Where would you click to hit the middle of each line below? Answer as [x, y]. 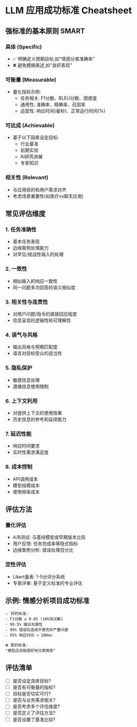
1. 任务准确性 [21, 229]
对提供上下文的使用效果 [37, 413]
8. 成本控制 [19, 467]
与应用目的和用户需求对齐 [39, 190]
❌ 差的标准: [17, 645]
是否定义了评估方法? [34, 713]
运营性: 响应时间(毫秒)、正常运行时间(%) [63, 111]
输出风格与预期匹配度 [35, 347]
